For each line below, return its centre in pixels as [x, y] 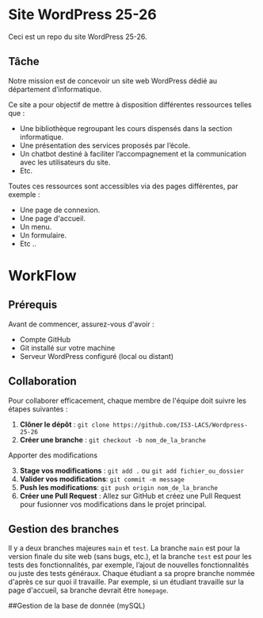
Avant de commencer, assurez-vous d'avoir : [81, 324]
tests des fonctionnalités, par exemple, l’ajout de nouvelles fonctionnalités [129, 565]
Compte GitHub [45, 339]
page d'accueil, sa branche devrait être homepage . [88, 590]
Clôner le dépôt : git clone [65, 424]
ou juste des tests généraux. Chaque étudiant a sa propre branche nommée [131, 574]
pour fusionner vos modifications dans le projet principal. [113, 504]
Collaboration [42, 382]
